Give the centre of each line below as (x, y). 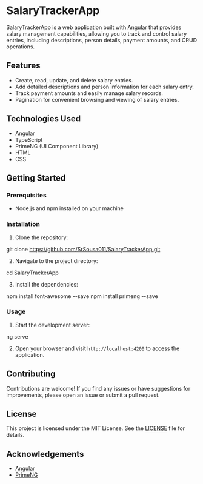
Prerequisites (26, 195)
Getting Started (36, 178)
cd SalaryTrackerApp (32, 273)
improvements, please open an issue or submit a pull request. (83, 395)
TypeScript (29, 139)
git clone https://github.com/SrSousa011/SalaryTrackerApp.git (83, 249)
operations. (21, 47)
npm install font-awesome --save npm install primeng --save (82, 296)
